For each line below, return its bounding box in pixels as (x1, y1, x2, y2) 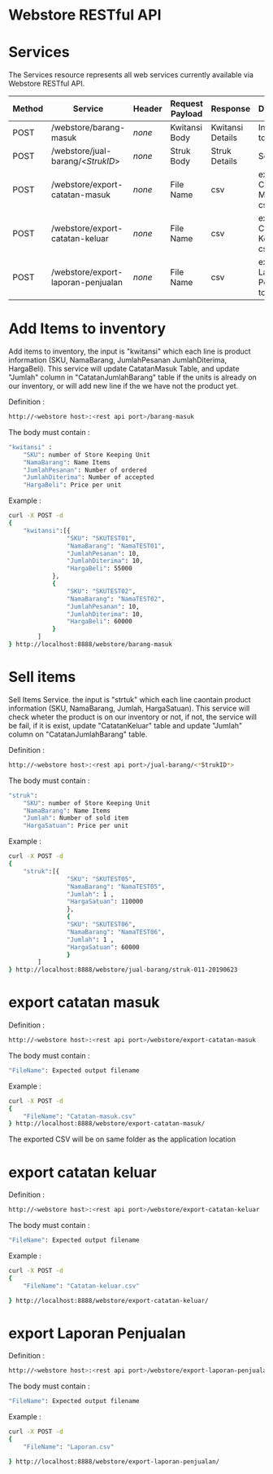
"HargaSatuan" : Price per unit (23, 821, 129, 830)
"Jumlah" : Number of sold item (23, 814, 129, 822)
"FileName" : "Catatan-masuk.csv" (23, 1112, 136, 1120)
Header (132, 103, 162, 115)
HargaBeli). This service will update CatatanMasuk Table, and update (8, 364, 240, 374)
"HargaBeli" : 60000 (66, 618, 132, 626)
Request (170, 98, 203, 109)
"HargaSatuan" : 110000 (66, 898, 144, 906)
